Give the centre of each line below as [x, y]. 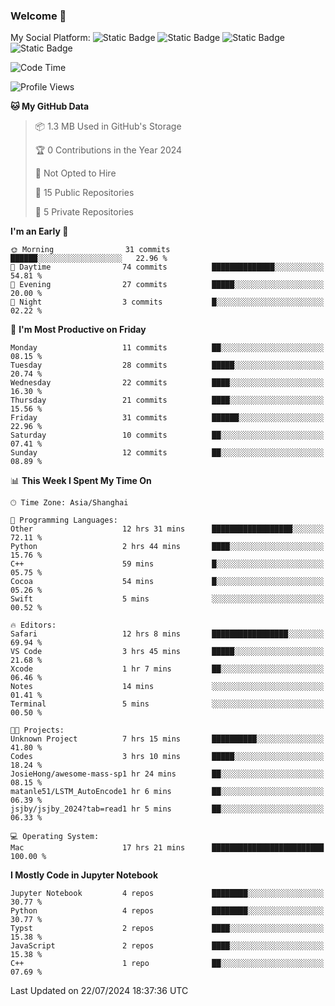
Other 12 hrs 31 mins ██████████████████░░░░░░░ [167, 529]
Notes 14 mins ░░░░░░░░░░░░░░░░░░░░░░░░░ [167, 687]
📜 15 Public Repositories [84, 193]
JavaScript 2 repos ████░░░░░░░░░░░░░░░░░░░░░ [167, 946]
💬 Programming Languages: [64, 520]
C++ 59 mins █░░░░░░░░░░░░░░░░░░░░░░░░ [167, 564]
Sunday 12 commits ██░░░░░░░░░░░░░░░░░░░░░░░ [167, 453]
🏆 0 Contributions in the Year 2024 [108, 150]
